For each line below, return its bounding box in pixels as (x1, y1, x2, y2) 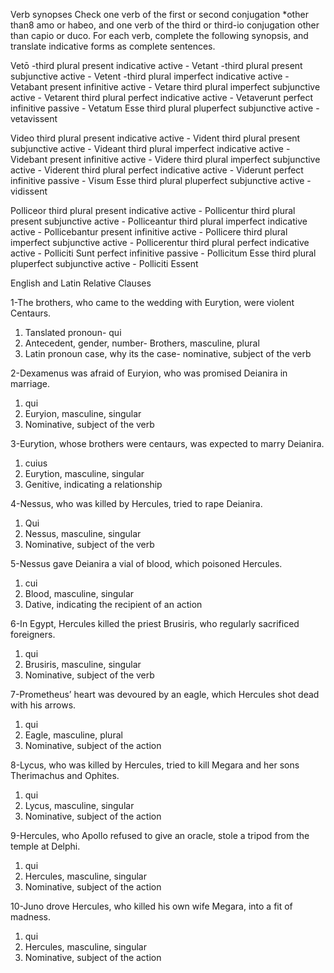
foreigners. (10, 629, 56, 640)
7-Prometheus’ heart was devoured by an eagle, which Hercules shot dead (10, 689, 320, 700)
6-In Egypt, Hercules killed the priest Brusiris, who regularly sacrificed (10, 618, 300, 629)
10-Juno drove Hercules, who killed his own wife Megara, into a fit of (10, 900, 293, 912)
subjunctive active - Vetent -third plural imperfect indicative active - (10, 70, 290, 82)
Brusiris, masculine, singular (24, 659, 142, 670)
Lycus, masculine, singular (24, 800, 135, 811)
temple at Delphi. (10, 840, 81, 852)
